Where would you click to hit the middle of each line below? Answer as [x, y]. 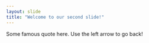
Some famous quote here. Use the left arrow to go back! [74, 34]
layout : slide [24, 11]
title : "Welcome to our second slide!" [55, 17]
